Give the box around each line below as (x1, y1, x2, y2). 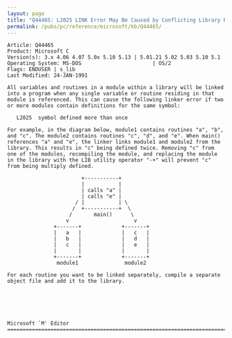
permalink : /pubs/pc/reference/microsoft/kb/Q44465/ (7, 23, 162, 30)
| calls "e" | (81, 193, 122, 200)
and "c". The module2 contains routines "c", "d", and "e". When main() (7, 133, 221, 140)
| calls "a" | (81, 187, 122, 194)
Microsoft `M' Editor (7, 320, 70, 327)
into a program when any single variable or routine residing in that (7, 91, 215, 97)
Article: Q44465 (7, 42, 54, 49)
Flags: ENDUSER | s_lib (7, 66, 76, 73)
